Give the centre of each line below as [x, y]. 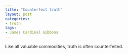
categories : [17, 19]
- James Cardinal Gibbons [32, 32]
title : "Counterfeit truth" [34, 10]
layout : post [19, 14]
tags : [11, 28]
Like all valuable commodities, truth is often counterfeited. [64, 46]
